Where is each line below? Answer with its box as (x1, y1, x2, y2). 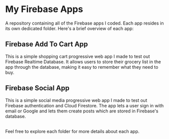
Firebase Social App (5, 84, 70, 92)
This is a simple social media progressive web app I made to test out (5, 97, 147, 103)
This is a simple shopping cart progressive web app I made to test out (5, 53, 150, 59)
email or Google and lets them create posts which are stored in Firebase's (5, 108, 159, 114)
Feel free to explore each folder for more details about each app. (5, 128, 140, 134)
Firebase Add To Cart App (5, 40, 88, 49)
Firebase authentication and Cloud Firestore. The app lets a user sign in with (5, 102, 164, 108)
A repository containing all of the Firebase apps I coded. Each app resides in (5, 20, 164, 26)
